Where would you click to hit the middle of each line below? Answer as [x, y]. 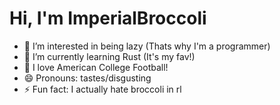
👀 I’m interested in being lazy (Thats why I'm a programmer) [147, 46]
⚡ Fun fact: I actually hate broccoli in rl [102, 89]
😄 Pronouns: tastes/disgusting [87, 78]
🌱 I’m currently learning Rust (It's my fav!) [109, 56]
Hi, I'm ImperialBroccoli [108, 18]
